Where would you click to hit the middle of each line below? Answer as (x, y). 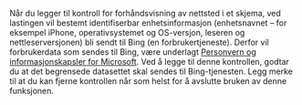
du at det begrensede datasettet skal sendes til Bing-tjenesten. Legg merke (151, 71)
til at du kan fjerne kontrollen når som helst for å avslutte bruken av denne (148, 81)
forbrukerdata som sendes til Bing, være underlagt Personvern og (133, 52)
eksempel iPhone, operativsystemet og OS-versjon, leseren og (127, 32)
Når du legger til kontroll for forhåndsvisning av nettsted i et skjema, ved (145, 13)
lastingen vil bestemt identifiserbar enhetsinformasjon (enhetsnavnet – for (148, 23)
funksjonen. (32, 91)
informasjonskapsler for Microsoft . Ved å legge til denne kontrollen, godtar (150, 62)
